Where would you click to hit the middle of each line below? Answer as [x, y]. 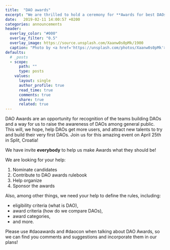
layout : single [35, 81]
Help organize [27, 181]
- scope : [19, 62]
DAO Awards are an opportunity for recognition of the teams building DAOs [83, 119]
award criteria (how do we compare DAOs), [58, 211]
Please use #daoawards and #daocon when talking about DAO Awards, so [83, 232]
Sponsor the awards [34, 186]
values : [22, 76]
